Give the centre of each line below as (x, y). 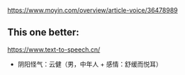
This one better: (43, 32)
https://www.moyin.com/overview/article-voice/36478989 (93, 10)
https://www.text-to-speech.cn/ (54, 50)
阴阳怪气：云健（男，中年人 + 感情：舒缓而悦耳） (90, 64)
